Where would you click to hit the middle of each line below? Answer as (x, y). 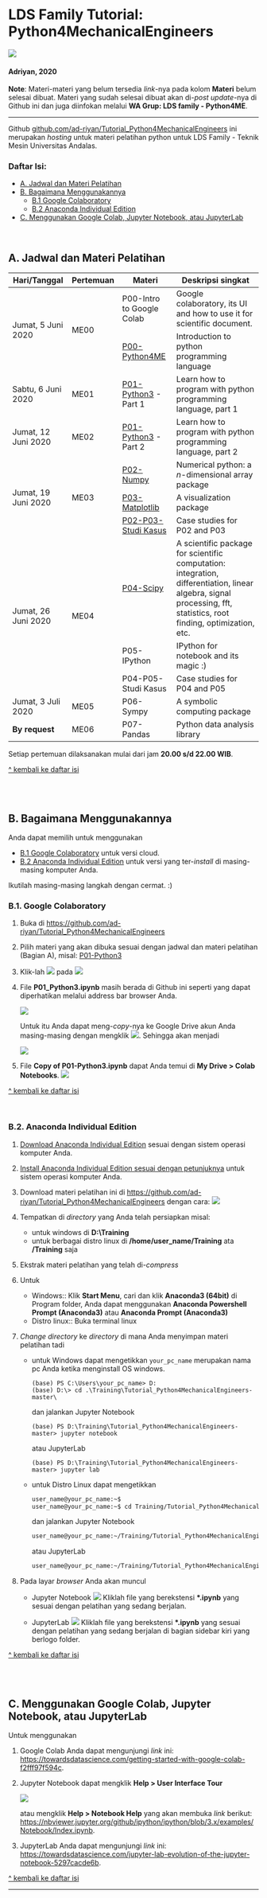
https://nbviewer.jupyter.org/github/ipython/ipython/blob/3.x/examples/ (137, 1822)
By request (33, 730)
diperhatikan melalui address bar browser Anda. (98, 996)
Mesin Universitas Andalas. (53, 146)
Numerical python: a (214, 465)
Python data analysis (215, 724)
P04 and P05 (201, 688)
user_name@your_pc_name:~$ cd (82, 1506)
